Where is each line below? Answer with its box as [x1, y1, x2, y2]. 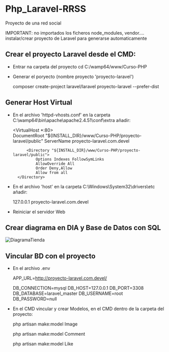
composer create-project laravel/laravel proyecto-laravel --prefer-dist [12, 83, 159, 89]
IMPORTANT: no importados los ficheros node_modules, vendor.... [5, 30, 145, 36]
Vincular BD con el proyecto [5, 252, 96, 260]
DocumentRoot [12, 132, 45, 138]
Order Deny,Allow [35, 165, 72, 171]
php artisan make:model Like [12, 341, 74, 347]
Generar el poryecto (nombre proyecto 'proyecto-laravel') [12, 73, 134, 80]
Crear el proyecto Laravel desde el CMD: [5, 50, 136, 59]
